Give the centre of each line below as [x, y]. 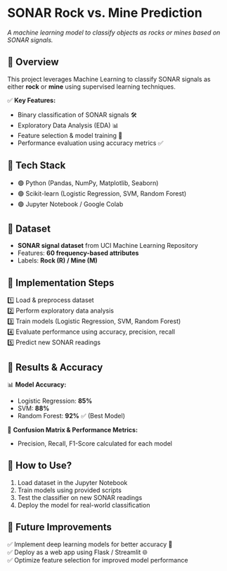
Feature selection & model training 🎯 [70, 135]
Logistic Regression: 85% [55, 401]
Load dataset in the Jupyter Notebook [72, 482]
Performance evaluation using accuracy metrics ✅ [90, 143]
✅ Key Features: [32, 100]
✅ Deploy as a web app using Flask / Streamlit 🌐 [77, 552]
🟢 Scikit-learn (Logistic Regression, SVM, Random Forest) [102, 193]
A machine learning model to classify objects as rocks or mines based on [114, 32]
